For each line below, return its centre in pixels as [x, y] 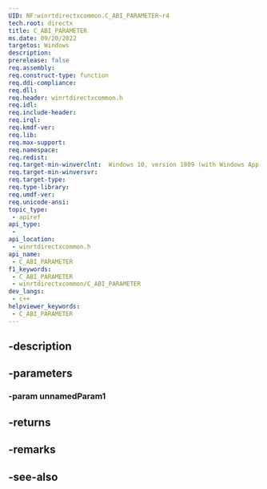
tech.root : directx [41, 23]
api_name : [25, 254]
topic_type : [28, 209]
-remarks [32, 450]
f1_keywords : [30, 269]
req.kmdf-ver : [32, 127]
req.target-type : [37, 180]
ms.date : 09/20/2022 [43, 38]
